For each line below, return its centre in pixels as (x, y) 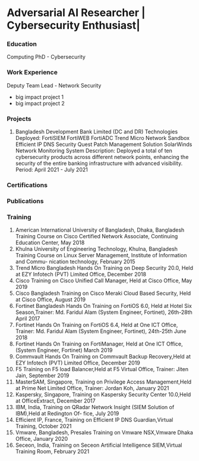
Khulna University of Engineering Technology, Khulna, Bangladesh (96, 249)
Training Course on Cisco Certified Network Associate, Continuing (97, 236)
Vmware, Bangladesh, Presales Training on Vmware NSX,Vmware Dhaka (104, 432)
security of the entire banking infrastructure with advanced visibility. (99, 163)
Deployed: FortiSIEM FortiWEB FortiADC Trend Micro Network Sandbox (102, 138)
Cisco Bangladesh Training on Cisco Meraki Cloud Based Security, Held (103, 293)
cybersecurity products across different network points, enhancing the (102, 157)
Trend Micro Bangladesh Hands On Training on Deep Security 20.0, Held (104, 268)
